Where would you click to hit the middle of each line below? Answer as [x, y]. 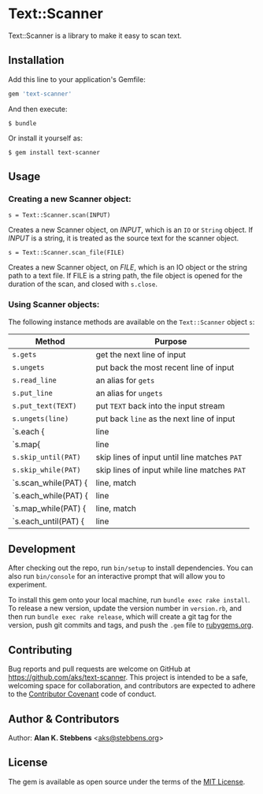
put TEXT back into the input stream [160, 405]
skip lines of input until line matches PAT [169, 457]
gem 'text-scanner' [40, 94]
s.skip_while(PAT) [46, 470]
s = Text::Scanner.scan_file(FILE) [67, 253]
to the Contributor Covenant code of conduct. [82, 694]
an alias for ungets [129, 393]
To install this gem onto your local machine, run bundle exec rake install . [129, 600]
